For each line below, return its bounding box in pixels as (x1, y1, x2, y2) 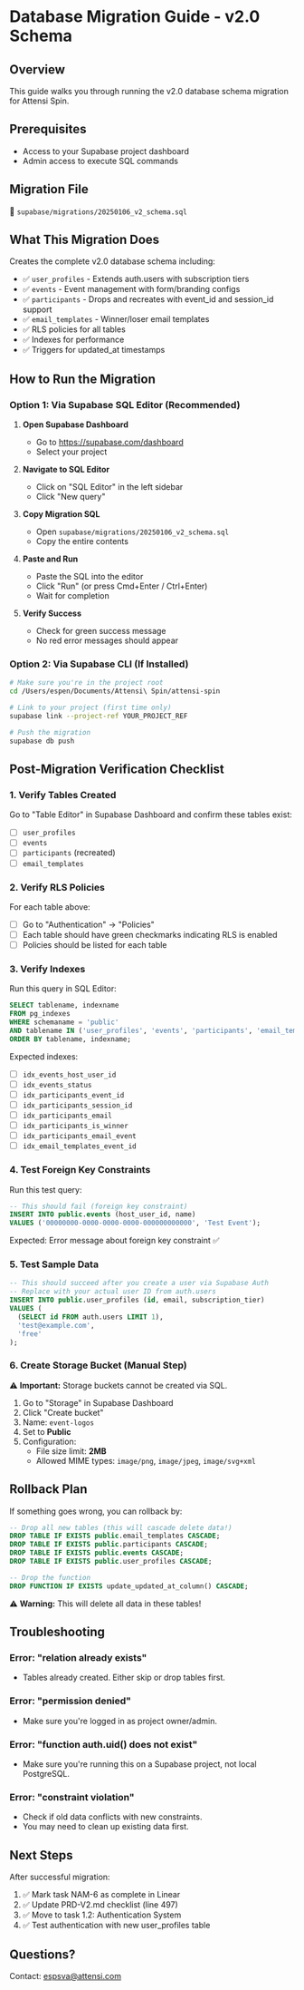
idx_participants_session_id (22, 1100, 133, 1110)
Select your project (35, 446, 108, 457)
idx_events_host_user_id (22, 1070, 117, 1079)
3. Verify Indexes (9, 963, 86, 976)
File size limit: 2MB (35, 1445, 107, 1457)
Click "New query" (35, 492, 106, 502)
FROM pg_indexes (9, 1010, 71, 1019)
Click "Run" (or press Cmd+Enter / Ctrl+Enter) (35, 580, 208, 591)
